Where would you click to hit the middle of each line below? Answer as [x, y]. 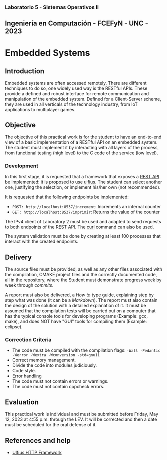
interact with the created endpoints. [42, 242]
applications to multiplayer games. [40, 110]
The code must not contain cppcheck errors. [58, 386]
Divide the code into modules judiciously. [55, 365]
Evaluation [22, 402]
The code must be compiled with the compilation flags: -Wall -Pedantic [86, 350]
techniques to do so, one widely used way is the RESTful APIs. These [76, 88]
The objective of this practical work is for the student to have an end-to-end [83, 137]
